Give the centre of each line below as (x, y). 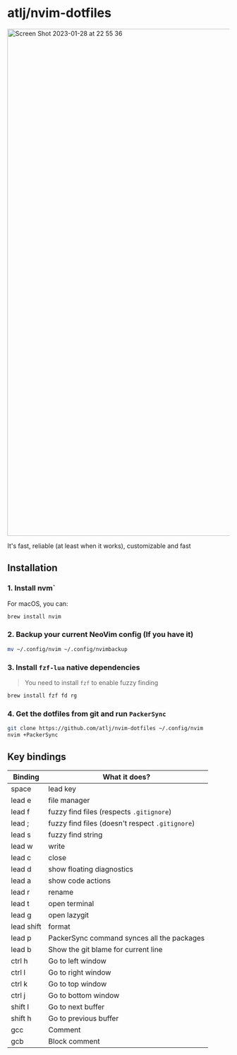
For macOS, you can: (38, 603)
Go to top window (78, 984)
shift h (21, 1018)
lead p (21, 938)
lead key (62, 789)
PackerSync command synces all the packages (127, 938)
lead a (21, 881)
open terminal (71, 903)
